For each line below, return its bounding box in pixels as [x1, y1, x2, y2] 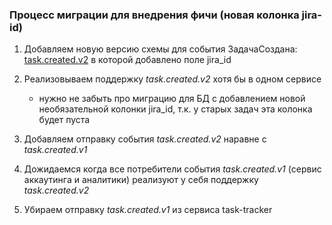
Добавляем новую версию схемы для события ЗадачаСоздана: [23, 43, 298, 55]
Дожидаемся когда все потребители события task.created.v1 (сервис [23, 163, 322, 175]
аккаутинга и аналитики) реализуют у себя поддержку [23, 174, 259, 186]
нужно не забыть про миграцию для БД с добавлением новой [38, 93, 306, 105]
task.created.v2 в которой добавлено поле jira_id [23, 54, 232, 66]
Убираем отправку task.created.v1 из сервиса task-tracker [23, 204, 273, 216]
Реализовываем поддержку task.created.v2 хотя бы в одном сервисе [23, 73, 322, 85]
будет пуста [38, 114, 91, 126]
